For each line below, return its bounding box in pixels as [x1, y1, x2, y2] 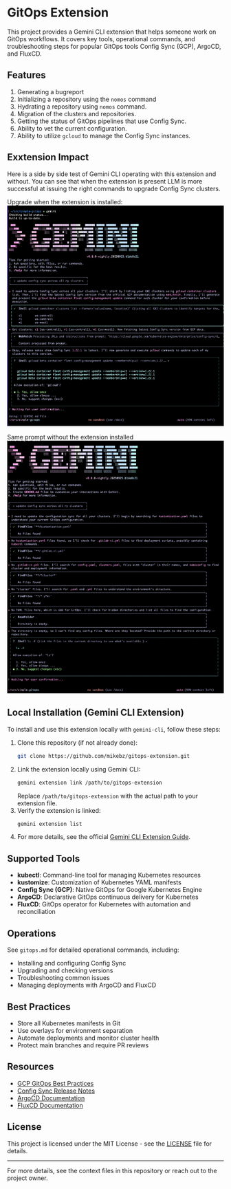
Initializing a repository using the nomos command [16, 95, 157, 103]
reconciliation [16, 908, 56, 916]
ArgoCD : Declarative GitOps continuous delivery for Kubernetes [16, 893, 199, 902]
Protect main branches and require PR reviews [16, 1040, 149, 1049]
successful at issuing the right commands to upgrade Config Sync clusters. [7, 184, 221, 193]
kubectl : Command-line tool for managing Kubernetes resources [16, 871, 201, 880]
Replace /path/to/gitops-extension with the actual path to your [16, 792, 198, 800]
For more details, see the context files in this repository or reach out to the [7, 1166, 218, 1175]
